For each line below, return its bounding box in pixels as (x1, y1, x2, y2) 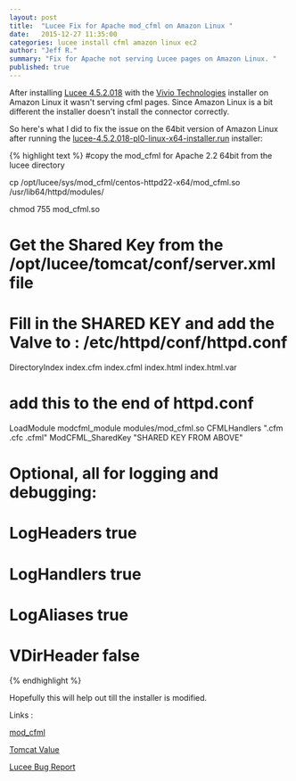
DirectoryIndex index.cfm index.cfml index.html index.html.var (9, 362, 238, 373)
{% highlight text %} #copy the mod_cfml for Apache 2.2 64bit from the (9, 150, 273, 160)
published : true (9, 63, 70, 72)
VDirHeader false (9, 645, 140, 665)
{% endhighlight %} (9, 675, 82, 686)
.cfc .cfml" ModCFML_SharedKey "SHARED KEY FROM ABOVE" (9, 432, 243, 442)
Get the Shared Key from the (9, 235, 224, 255)
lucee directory (9, 160, 65, 170)
